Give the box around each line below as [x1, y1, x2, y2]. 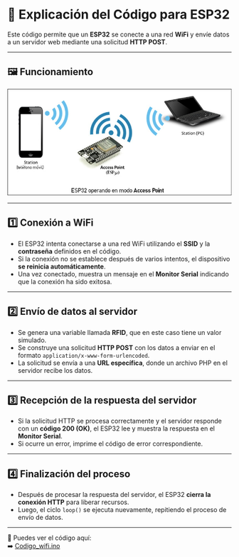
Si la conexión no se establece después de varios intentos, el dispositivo [17, 254, 230, 263]
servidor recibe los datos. [17, 366, 93, 374]
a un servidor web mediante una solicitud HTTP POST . [7, 37, 168, 46]
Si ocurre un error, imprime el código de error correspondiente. [17, 439, 203, 448]
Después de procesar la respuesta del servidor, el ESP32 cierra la [17, 491, 211, 499]
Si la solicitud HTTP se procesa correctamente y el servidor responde [17, 417, 222, 426]
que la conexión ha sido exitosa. [17, 277, 112, 286]
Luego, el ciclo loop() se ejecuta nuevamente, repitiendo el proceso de [17, 506, 227, 514]
